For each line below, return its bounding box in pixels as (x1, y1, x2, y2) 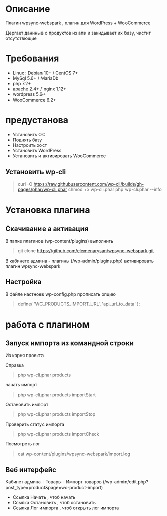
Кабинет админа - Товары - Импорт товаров (5, 479, 102, 485)
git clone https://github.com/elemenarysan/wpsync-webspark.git (17, 247, 154, 254)
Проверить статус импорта (5, 421, 65, 427)
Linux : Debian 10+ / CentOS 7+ (12, 70, 78, 76)
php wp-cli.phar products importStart (17, 392, 96, 398)
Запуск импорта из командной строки (5, 339, 134, 348)
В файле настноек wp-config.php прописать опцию (5, 291, 116, 297)
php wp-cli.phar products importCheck (17, 431, 100, 437)
